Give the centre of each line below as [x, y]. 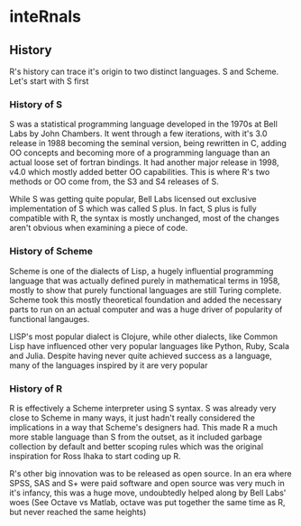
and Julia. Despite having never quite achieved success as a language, [141, 355]
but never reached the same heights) [78, 512]
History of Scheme [51, 252]
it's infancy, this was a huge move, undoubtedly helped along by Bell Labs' [148, 493]
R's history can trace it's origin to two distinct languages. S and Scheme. [144, 71]
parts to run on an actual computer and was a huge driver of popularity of [146, 309]
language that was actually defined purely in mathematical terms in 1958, [145, 281]
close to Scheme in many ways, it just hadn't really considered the [132, 418]
